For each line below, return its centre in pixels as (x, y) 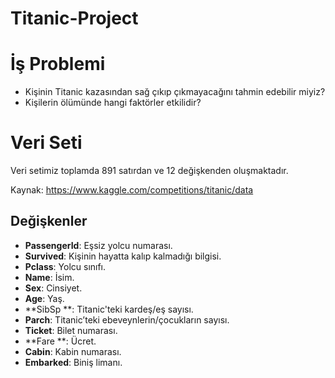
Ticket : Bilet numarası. (71, 330)
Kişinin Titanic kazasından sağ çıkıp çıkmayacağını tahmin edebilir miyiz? (175, 92)
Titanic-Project (74, 18)
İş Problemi (58, 64)
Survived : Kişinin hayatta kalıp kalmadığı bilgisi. (123, 256)
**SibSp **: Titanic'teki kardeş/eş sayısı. (109, 309)
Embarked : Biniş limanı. (73, 362)
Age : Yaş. (44, 298)
